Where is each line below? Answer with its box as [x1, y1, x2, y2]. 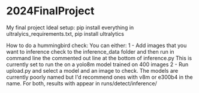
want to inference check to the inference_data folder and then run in [6, 48, 175, 55]
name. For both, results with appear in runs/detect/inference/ [6, 79, 157, 87]
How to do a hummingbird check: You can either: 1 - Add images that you [6, 42, 187, 49]
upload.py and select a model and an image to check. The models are [6, 67, 179, 74]
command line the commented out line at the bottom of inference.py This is [6, 54, 192, 61]
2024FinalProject [6, 4, 95, 18]
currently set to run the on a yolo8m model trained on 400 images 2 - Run [6, 61, 189, 68]
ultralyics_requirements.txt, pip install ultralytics [6, 30, 125, 37]
